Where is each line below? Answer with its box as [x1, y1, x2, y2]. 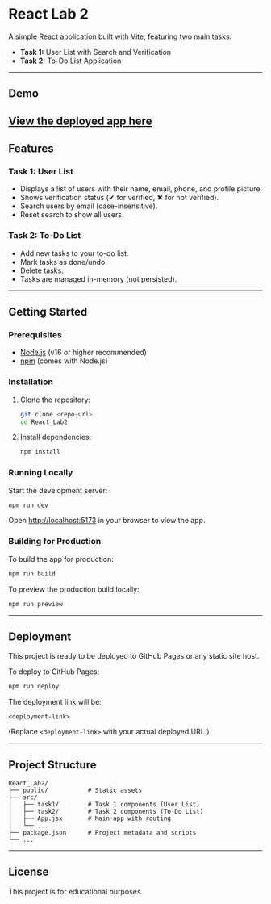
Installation [8, 376, 54, 387]
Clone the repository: [19, 395, 91, 404]
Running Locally [8, 467, 73, 479]
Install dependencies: [19, 433, 92, 442]
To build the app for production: [8, 554, 115, 563]
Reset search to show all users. [19, 210, 124, 220]
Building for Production [8, 536, 102, 547]
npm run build [8, 570, 56, 578]
